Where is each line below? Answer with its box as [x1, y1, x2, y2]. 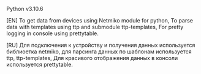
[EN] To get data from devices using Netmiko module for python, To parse [6, 17, 193, 24]
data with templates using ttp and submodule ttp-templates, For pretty [6, 24, 184, 30]
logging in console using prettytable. [6, 30, 99, 37]
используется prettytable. [6, 61, 74, 68]
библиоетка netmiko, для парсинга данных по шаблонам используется [6, 48, 192, 55]
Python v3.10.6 [6, 5, 44, 12]
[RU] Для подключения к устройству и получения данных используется [6, 42, 195, 49]
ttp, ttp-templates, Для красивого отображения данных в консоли [6, 55, 178, 61]
